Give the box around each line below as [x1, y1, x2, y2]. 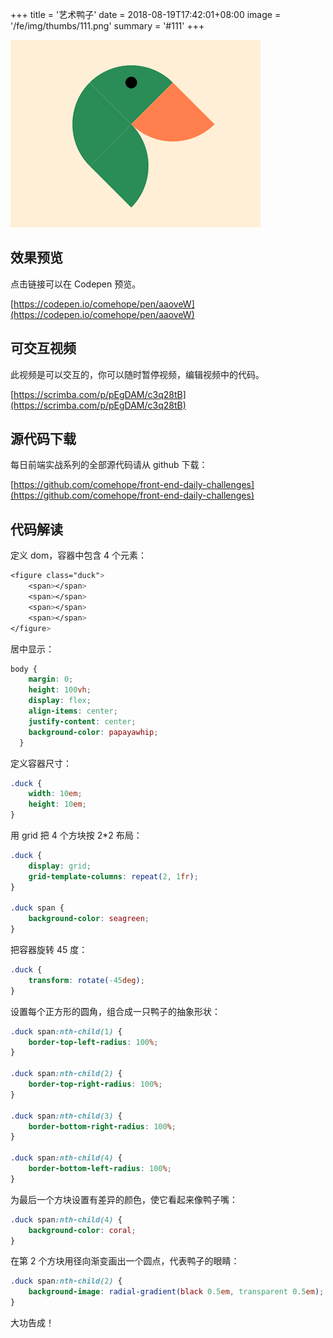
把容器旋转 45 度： [10, 944, 88, 955]
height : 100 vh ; [28, 685, 92, 695]
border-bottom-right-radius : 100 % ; [28, 1121, 177, 1132]
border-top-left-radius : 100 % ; [28, 1037, 159, 1047]
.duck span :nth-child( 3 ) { [10, 1111, 123, 1121]
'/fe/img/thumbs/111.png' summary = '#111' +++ [10, 20, 205, 32]
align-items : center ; [28, 706, 118, 716]
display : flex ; [28, 696, 92, 706]
